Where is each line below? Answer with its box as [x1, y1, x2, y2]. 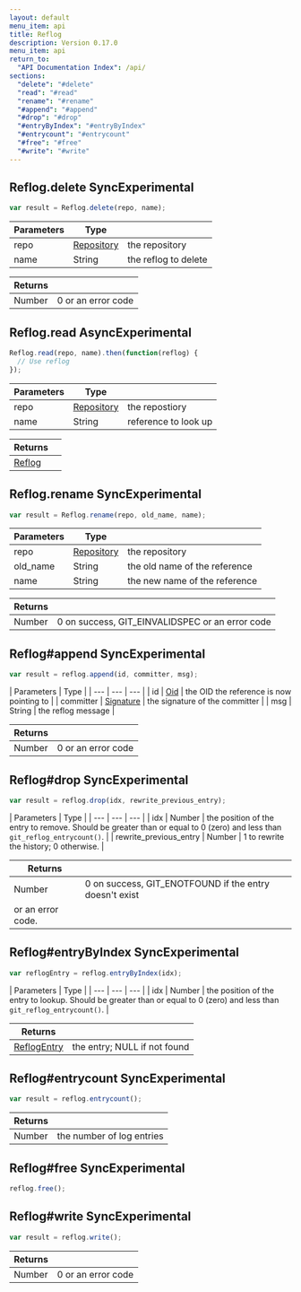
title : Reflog [9, 30, 63, 39]
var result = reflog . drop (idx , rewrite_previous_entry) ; [9, 796, 227, 805]
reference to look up [126, 415, 213, 427]
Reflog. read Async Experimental [9, 325, 193, 340]
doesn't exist [84, 888, 140, 901]
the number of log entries [56, 1130, 164, 1142]
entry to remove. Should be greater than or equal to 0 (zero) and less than [9, 822, 282, 833]
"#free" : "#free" [17, 138, 82, 147]
